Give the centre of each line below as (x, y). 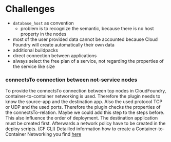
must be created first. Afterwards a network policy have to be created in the (85, 124)
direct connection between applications (55, 55)
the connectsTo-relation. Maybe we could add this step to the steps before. (85, 112)
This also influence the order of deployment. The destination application (82, 118)
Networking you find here (54, 134)
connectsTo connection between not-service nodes (71, 80)
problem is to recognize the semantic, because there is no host (87, 28)
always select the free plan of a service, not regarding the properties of (88, 61)
